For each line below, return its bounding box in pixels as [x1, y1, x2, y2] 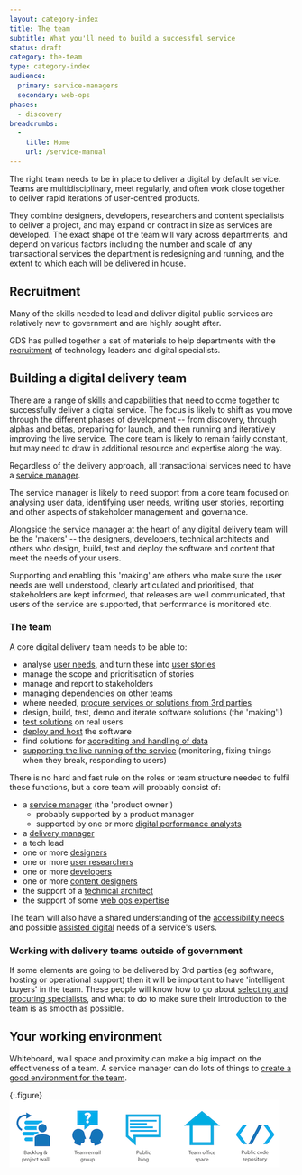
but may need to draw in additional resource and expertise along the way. [9, 442, 282, 453]
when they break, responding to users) [22, 754, 167, 765]
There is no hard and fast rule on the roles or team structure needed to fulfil [9, 771, 290, 783]
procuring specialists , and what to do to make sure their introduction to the [9, 994, 287, 1005]
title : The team [9, 23, 70, 33]
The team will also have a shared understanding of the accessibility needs [9, 912, 285, 923]
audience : [9, 72, 47, 81]
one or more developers [22, 866, 113, 877]
